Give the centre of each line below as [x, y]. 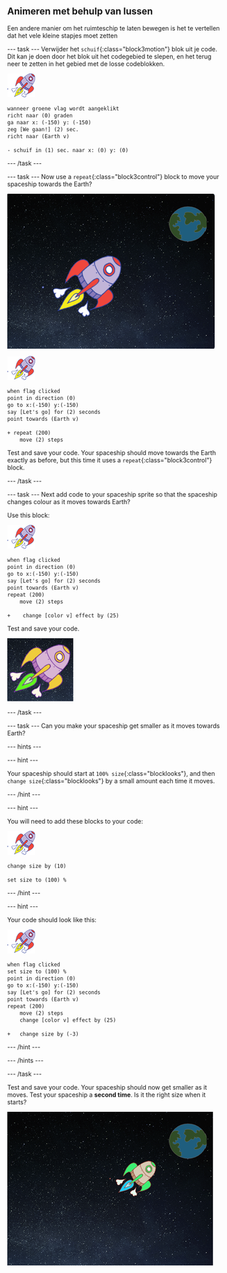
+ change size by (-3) [43, 1034]
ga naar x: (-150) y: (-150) [49, 122]
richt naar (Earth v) [39, 136]
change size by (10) [37, 866]
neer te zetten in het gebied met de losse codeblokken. [86, 64]
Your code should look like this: [52, 920]
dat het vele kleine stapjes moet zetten [62, 35]
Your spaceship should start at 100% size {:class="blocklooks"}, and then [111, 773]
